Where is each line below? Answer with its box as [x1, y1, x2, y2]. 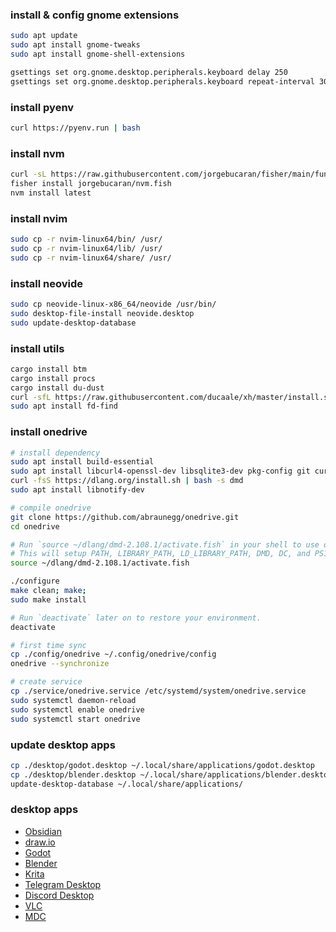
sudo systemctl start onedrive [10, 714, 141, 724]
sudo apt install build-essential [10, 457, 155, 467]
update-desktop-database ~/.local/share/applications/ [10, 779, 244, 789]
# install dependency [10, 448, 101, 458]
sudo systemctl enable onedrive [10, 704, 145, 715]
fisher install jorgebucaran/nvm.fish [10, 179, 172, 189]
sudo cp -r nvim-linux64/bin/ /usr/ [10, 234, 163, 245]
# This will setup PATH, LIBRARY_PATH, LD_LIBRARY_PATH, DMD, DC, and [10, 549, 311, 559]
